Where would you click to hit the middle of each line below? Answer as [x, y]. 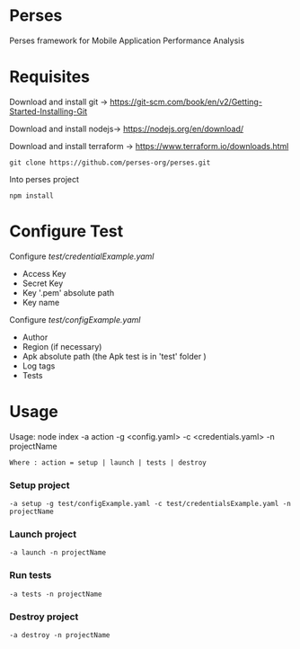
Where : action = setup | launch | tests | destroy [108, 462]
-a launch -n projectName [57, 553]
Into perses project [44, 179]
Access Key [44, 273]
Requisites [50, 77]
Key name [41, 302]
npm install [31, 196]
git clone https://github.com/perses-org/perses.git [110, 163]
